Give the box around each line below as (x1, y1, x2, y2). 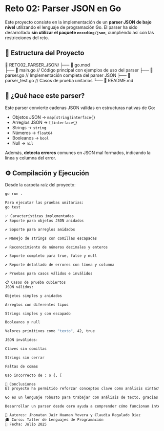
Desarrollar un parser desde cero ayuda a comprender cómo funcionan (5, 404, 150, 409)
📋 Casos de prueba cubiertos (5, 280, 66, 285)
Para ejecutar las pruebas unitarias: (5, 200, 84, 205)
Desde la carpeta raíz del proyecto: (5, 182, 76, 188)
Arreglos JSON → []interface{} (12, 119, 78, 125)
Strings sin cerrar (5, 355, 45, 360)
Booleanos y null (5, 320, 41, 325)
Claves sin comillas (5, 346, 47, 351)
